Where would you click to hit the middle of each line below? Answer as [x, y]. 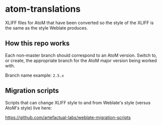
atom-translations [43, 9]
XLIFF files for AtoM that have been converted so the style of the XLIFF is [80, 23]
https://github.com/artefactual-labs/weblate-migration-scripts [68, 117]
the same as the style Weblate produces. [47, 28]
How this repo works [37, 44]
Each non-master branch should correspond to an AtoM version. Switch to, [81, 55]
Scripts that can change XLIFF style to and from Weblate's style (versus [78, 102]
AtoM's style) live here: [29, 108]
